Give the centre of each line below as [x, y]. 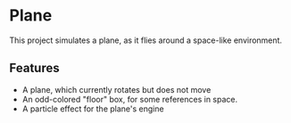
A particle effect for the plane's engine [93, 109]
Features [34, 68]
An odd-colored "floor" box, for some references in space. [130, 99]
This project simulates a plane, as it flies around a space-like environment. [146, 40]
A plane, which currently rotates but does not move [116, 89]
